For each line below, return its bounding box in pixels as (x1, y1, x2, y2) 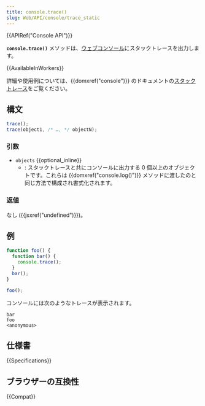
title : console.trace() (6, 9, 68, 15)
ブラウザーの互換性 (6, 376, 79, 387)
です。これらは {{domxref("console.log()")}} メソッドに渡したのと (29, 171, 196, 179)
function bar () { (12, 253, 56, 260)
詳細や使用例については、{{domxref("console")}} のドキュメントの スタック (6, 77, 196, 84)
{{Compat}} (6, 393, 36, 400)
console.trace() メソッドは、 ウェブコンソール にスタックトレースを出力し (6, 44, 195, 52)
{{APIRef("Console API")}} (6, 31, 73, 39)
